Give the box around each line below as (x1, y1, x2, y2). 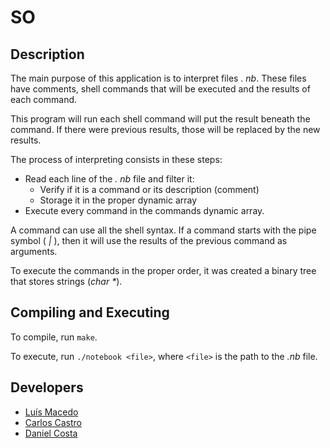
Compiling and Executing (10, 304, 170, 321)
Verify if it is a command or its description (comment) (39, 184, 260, 195)
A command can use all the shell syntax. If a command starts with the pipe (10, 224, 317, 236)
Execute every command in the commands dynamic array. (24, 205, 265, 216)
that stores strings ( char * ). (10, 276, 123, 287)
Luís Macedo (24, 406, 79, 418)
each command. (10, 94, 78, 105)
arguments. (10, 246, 58, 257)
